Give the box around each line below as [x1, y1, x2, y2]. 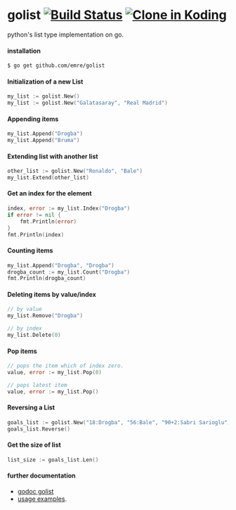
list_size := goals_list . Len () [7, 456, 99, 464]
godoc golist [17, 487, 54, 495]
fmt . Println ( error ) [20, 218, 77, 225]
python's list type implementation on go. [7, 30, 124, 39]
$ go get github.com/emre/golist [7, 62, 105, 70]
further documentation [7, 471, 76, 480]
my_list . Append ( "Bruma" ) [7, 137, 80, 144]
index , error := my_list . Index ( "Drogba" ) [7, 205, 131, 212]
